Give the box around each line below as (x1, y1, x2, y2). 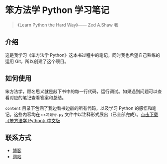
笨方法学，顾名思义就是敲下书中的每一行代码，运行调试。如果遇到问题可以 (5, 88, 158, 94)
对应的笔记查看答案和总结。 (9, 94, 66, 100)
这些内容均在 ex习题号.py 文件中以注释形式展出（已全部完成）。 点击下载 (13, 111, 159, 117)
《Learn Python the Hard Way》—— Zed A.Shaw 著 (17, 22, 118, 28)
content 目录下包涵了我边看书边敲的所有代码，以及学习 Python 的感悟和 (5, 105, 153, 111)
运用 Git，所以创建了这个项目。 (5, 58, 69, 64)
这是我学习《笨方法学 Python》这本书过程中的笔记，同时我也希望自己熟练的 (5, 52, 161, 58)
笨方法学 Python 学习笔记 (5, 4, 110, 16)
